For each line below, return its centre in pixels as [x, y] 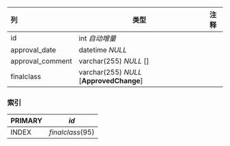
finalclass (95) [72, 132]
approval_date [33, 50]
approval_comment [41, 61]
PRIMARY [26, 121]
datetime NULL [103, 50]
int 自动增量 [97, 38]
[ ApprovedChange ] [111, 81]
